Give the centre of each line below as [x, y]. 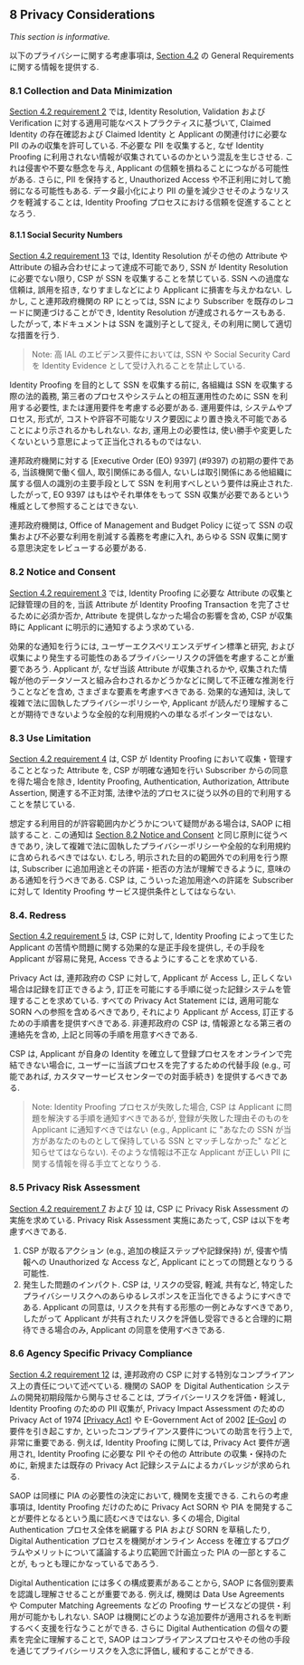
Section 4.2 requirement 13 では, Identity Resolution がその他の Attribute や [148, 256]
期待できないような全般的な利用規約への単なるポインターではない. [149, 713]
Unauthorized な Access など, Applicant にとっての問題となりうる [171, 1261]
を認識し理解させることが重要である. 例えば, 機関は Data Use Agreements [147, 1593]
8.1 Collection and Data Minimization [91, 91]
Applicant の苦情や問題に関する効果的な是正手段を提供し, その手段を [138, 947]
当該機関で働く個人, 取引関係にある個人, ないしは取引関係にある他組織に [157, 472]
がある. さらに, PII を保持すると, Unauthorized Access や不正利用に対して [146, 179]
